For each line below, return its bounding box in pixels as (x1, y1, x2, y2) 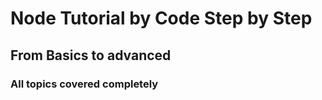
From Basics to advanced (10, 47, 172, 64)
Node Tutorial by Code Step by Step (10, 7, 313, 30)
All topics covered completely (10, 77, 159, 91)
